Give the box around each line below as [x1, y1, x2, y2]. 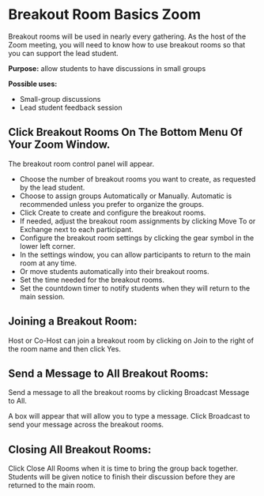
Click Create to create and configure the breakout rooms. [19, 208, 206, 217]
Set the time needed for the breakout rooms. [19, 275, 164, 284]
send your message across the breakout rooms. [8, 420, 164, 430]
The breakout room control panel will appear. [8, 159, 155, 168]
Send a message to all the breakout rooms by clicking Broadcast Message [8, 388, 250, 397]
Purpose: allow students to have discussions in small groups [8, 63, 206, 73]
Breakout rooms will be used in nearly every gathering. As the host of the [8, 32, 247, 41]
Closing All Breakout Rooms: [8, 442, 152, 456]
